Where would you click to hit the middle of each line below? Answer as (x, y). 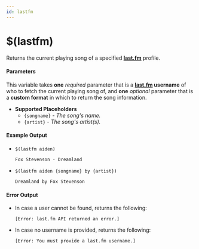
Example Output (27, 136)
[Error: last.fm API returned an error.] (67, 219)
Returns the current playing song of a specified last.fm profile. (83, 58)
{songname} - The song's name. (62, 115)
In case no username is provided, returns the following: (83, 230)
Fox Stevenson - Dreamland (48, 159)
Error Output (22, 195)
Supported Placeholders (46, 109)
